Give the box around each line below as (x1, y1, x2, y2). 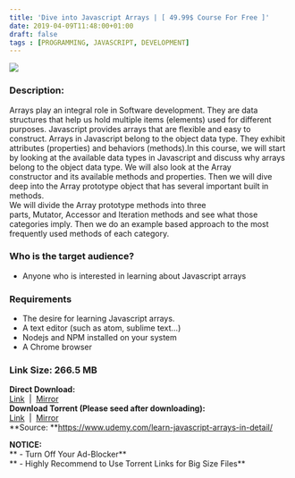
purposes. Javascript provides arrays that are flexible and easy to (9, 123, 251, 134)
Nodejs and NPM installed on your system (21, 332, 177, 343)
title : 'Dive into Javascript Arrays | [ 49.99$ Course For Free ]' (9, 13, 270, 22)
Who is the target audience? (9, 250, 135, 263)
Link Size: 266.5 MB (9, 364, 98, 376)
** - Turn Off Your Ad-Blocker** (9, 449, 127, 460)
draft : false (9, 29, 58, 38)
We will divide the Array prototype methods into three (9, 199, 206, 210)
